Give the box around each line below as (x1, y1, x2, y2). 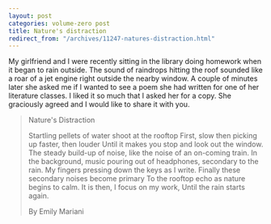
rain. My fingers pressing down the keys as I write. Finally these (28, 165, 241, 175)
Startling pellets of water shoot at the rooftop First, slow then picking (28, 131, 257, 141)
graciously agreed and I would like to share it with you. (8, 99, 190, 109)
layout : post (8, 11, 53, 20)
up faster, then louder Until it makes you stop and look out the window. (28, 139, 264, 150)
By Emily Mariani (28, 207, 84, 217)
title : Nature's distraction (8, 27, 107, 35)
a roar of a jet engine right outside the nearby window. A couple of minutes (8, 74, 258, 83)
